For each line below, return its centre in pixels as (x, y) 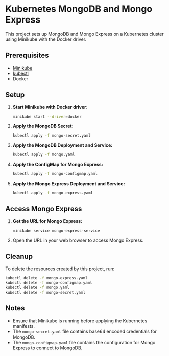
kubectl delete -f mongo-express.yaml (46, 278)
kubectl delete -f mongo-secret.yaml (45, 293)
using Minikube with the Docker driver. (46, 39)
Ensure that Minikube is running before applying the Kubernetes (80, 321)
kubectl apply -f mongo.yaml (44, 155)
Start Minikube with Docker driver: (50, 107)
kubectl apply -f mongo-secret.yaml (52, 136)
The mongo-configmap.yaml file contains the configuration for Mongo (84, 342)
